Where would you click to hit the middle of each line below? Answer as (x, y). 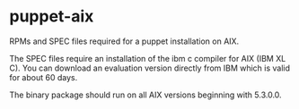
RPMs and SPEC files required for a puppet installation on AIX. (124, 41)
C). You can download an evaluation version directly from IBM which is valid (149, 68)
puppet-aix (52, 17)
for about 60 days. (44, 77)
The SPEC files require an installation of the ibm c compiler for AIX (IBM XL (148, 58)
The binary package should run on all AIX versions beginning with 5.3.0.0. (145, 95)
